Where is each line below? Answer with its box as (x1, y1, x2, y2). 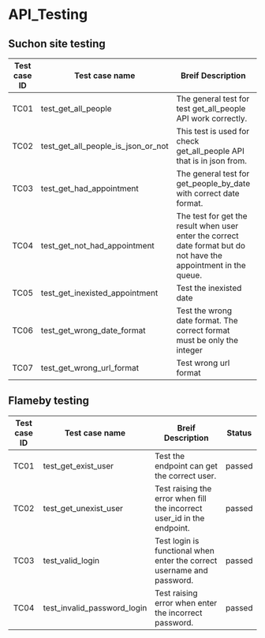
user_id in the (155, 513, 205, 524)
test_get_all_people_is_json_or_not (40, 140, 170, 151)
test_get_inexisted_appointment (40, 288, 159, 298)
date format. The (176, 315, 238, 326)
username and (155, 565, 209, 576)
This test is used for (176, 126, 250, 136)
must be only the (176, 335, 239, 345)
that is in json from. (176, 155, 247, 166)
